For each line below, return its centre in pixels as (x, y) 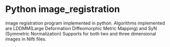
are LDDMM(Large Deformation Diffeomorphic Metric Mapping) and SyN (81, 28)
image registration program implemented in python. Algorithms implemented (85, 23)
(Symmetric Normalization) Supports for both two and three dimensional (81, 33)
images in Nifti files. (26, 39)
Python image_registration (63, 9)
